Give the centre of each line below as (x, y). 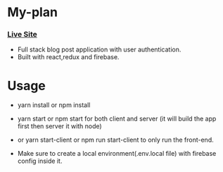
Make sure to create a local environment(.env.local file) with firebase (117, 154)
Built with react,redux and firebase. (68, 57)
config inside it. (40, 161)
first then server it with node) (59, 126)
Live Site (22, 35)
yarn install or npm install (54, 105)
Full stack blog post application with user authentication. (99, 49)
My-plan (33, 12)
